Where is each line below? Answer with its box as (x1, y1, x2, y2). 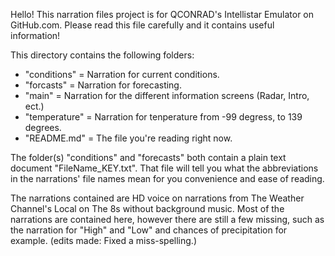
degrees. (24, 122, 62, 133)
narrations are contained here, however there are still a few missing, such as (10, 214, 325, 225)
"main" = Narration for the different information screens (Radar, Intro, (24, 90, 310, 101)
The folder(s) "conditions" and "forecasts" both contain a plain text (10, 152, 287, 163)
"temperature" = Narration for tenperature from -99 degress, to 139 (24, 111, 303, 123)
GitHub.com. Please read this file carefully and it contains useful (10, 19, 275, 31)
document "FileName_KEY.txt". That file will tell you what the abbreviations (10, 162, 319, 174)
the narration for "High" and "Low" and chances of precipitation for (10, 224, 288, 236)
